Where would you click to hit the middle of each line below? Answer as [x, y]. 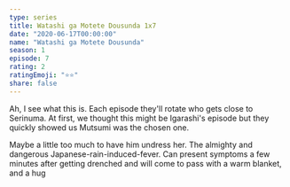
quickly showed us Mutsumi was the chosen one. [99, 127]
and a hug [27, 173]
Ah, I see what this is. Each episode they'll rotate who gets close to [131, 108]
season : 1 [27, 51]
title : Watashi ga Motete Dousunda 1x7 [83, 26]
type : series [33, 17]
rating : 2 [27, 67]
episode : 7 [29, 58]
